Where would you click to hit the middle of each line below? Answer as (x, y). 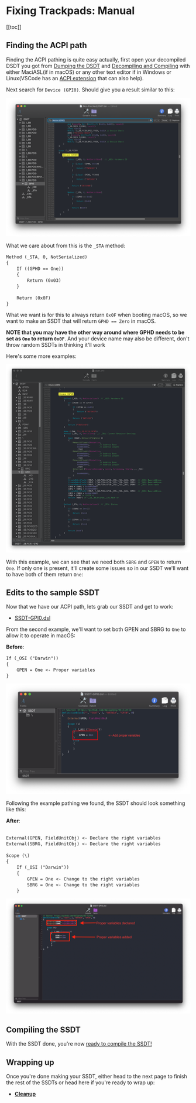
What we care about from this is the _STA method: (66, 246)
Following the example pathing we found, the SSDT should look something (96, 803)
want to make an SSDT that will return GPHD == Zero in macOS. (81, 321)
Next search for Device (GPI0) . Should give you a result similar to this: (90, 90)
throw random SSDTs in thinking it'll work (56, 345)
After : (13, 821)
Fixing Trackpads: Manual (71, 11)
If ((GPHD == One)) (40, 269)
